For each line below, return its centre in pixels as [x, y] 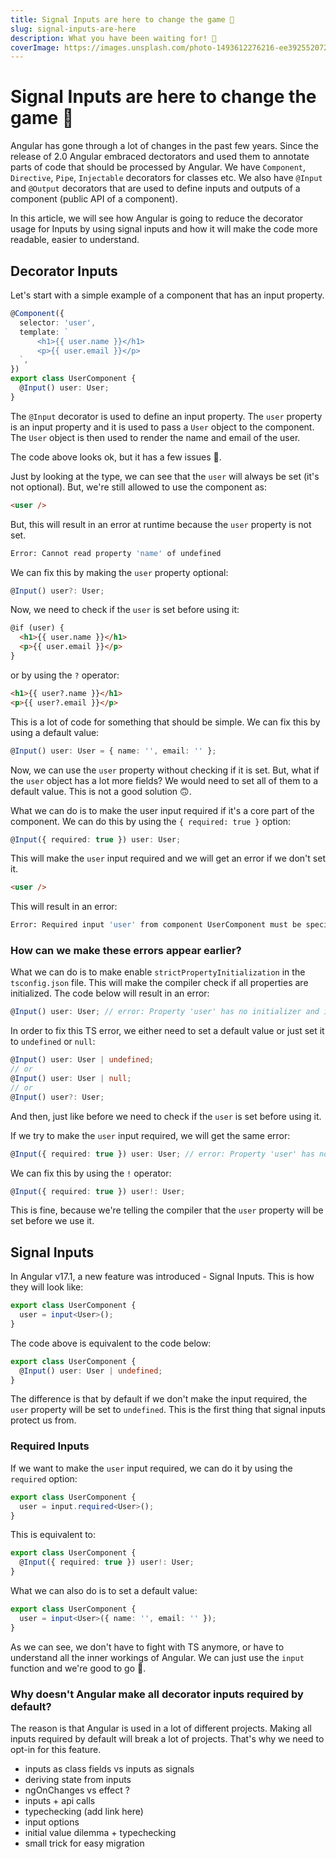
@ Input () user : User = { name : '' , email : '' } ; [113, 751]
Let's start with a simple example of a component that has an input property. [167, 295]
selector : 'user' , [58, 322]
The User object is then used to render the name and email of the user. [155, 437]
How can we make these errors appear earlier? [126, 951]
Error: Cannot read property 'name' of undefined [116, 553]
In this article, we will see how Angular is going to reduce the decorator [157, 218]
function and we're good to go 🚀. [78, 1668]
